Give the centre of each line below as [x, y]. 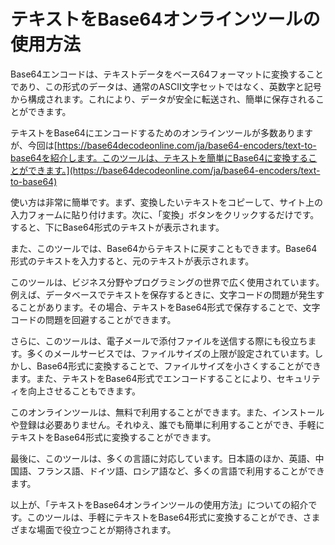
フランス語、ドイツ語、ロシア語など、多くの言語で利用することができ [181, 471]
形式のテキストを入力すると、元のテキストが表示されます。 [132, 261]
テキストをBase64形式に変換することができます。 [113, 437]
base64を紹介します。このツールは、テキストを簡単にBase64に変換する [159, 157]
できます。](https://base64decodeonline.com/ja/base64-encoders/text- [174, 170]
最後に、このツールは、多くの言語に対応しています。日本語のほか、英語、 [163, 458]
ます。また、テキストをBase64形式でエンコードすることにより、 [143, 378]
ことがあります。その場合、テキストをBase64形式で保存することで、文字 [169, 307]
